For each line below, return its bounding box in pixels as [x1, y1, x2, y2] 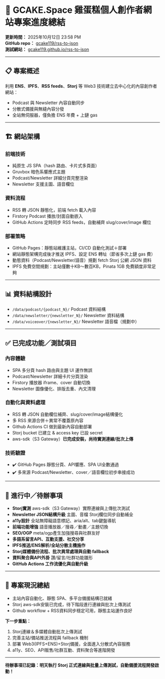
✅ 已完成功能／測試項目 [5, 339, 77, 348]
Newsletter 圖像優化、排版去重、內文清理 [12, 386, 96, 392]
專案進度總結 [14, 17, 66, 28]
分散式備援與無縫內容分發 [12, 106, 64, 111]
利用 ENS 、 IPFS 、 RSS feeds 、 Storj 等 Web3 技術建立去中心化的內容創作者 [5, 83, 157, 89]
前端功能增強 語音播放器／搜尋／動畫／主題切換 [12, 524, 109, 530]
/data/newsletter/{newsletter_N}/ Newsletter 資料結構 [12, 312, 125, 318]
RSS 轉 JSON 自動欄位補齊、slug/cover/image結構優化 [12, 411, 123, 417]
